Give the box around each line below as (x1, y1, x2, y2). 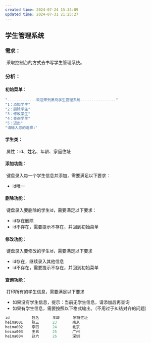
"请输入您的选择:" (5, 125, 38, 130)
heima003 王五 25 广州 (5, 329, 80, 334)
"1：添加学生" (5, 102, 31, 107)
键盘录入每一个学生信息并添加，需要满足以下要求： (6, 172, 110, 178)
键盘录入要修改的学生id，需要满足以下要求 (6, 248, 93, 254)
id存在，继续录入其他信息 (12, 258, 64, 264)
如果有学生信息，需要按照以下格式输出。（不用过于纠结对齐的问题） (12, 305, 150, 311)
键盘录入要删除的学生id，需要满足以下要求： (6, 207, 97, 213)
